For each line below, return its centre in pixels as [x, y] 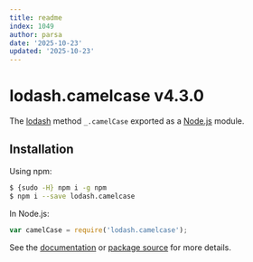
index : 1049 [32, 26]
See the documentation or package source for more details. [121, 247]
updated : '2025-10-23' [52, 51]
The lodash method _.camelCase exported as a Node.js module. [127, 121]
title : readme [36, 18]
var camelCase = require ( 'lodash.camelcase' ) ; [98, 230]
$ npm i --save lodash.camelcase [72, 196]
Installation [42, 150]
